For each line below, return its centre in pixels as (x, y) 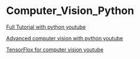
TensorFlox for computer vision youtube (55, 49)
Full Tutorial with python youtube (46, 27)
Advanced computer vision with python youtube (65, 38)
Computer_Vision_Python (70, 11)
